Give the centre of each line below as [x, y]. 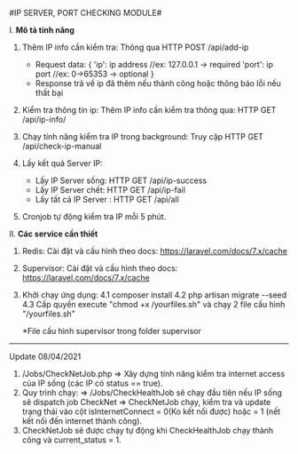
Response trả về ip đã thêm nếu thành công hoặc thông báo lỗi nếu [158, 83]
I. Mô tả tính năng [42, 30]
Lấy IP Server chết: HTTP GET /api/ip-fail [110, 190]
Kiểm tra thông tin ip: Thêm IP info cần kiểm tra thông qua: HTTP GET [149, 110]
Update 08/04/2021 [45, 356]
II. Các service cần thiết [54, 234]
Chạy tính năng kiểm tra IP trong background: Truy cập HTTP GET [143, 136]
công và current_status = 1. [71, 440]
